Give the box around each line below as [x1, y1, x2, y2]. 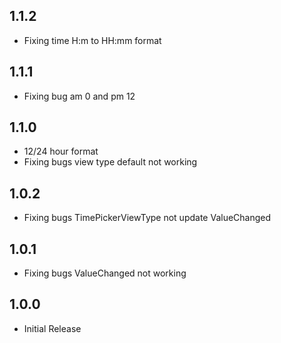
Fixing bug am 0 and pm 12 [23, 90, 136, 102]
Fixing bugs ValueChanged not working [23, 267, 187, 279]
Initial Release [23, 322, 82, 334]
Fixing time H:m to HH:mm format [23, 34, 162, 46]
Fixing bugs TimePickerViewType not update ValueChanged [23, 212, 272, 224]
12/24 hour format [23, 145, 99, 158]
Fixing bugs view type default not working [23, 156, 198, 168]
